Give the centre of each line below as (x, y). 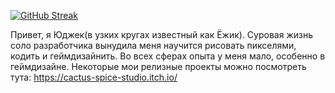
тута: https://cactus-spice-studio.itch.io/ (94, 77)
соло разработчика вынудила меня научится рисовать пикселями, (153, 45)
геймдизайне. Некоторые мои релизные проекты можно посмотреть (158, 66)
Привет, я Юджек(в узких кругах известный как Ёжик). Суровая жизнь (161, 34)
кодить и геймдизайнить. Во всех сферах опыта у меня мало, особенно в (168, 56)
